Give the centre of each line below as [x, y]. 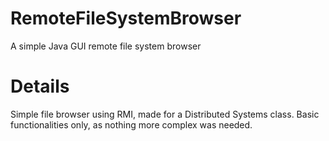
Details [40, 86]
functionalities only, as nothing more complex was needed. [131, 124]
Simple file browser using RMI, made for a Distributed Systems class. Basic [165, 114]
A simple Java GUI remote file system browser [106, 46]
